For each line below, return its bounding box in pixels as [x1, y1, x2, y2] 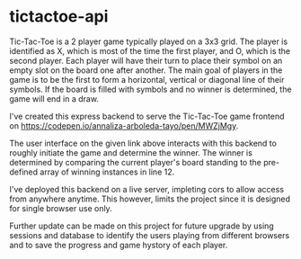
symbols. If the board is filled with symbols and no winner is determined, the [9, 84, 292, 94]
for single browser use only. [9, 202, 112, 213]
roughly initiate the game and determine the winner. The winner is [9, 147, 253, 158]
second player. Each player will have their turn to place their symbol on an [9, 55, 283, 66]
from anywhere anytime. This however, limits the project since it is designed [9, 193, 290, 204]
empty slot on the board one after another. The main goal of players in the [9, 65, 283, 76]
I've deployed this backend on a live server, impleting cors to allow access [9, 183, 285, 194]
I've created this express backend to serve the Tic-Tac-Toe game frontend [9, 111, 285, 121]
